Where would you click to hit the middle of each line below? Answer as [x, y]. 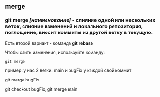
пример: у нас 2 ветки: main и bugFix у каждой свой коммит [68, 70]
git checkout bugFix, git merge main [41, 89]
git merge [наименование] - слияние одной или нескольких [80, 20]
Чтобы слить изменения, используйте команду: [55, 52]
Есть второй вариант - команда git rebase [49, 43]
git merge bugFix [22, 80]
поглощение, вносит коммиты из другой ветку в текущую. [79, 32]
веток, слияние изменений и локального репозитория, [74, 26]
